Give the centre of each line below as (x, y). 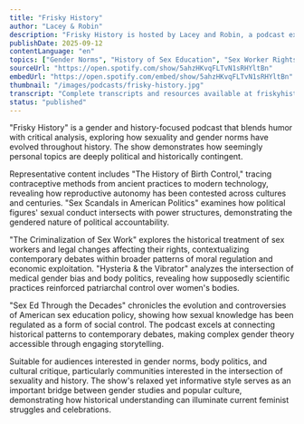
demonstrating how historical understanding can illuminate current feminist (149, 400)
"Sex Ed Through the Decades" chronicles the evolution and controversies (148, 305)
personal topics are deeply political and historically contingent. (126, 157)
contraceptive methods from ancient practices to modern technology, (139, 184)
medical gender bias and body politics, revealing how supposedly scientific (150, 278)
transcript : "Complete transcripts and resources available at (131, 93)
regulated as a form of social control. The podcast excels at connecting (142, 325)
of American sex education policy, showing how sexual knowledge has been (152, 315)
